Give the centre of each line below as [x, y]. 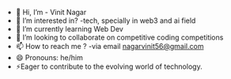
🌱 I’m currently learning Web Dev [70, 29]
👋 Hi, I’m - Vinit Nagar [51, 12]
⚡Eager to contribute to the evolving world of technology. [109, 66]
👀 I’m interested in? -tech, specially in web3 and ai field [106, 21]
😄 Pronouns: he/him [49, 58]
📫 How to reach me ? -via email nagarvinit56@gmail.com [110, 46]
